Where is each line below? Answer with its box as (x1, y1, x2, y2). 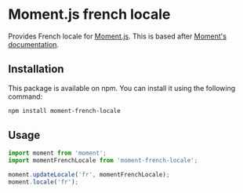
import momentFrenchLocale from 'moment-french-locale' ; (8, 157, 198, 165)
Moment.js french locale (8, 5, 171, 24)
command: (8, 92, 43, 101)
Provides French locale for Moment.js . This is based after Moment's (8, 31, 227, 41)
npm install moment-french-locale (8, 107, 121, 115)
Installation (8, 63, 64, 76)
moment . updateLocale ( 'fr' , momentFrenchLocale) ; (8, 171, 170, 179)
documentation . (8, 39, 60, 49)
